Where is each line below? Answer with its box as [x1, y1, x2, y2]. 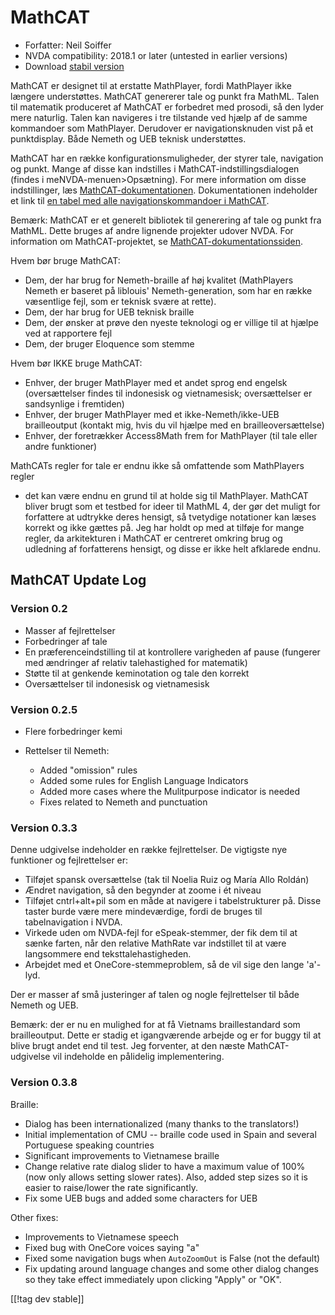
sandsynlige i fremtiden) [24, 397, 125, 410]
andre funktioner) [24, 440, 98, 452]
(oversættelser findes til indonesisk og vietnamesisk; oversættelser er [24, 387, 313, 399]
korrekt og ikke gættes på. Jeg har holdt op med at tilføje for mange [24, 521, 305, 533]
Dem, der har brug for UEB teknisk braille [24, 306, 195, 318]
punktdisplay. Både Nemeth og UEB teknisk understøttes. [10, 132, 247, 145]
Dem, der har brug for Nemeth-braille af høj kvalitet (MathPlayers [24, 274, 294, 286]
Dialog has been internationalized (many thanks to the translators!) [24, 1117, 300, 1130]
